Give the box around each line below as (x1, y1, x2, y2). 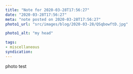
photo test (5, 63, 27, 69)
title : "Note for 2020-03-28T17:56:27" (5, 7, 90, 13)
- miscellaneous (5, 45, 40, 50)
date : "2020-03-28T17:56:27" (5, 12, 67, 17)
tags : (5, 40, 17, 45)
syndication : (5, 49, 33, 54)
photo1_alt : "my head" (5, 31, 53, 36)
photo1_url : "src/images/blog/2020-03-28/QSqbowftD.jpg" (5, 21, 128, 27)
